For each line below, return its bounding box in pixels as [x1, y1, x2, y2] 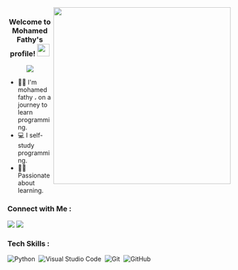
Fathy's [16, 35, 44, 45]
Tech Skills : [7, 238, 50, 248]
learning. [17, 187, 44, 195]
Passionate [17, 171, 50, 180]
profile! [9, 49, 36, 59]
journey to [17, 100, 48, 109]
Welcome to [8, 17, 51, 27]
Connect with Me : [7, 204, 72, 214]
